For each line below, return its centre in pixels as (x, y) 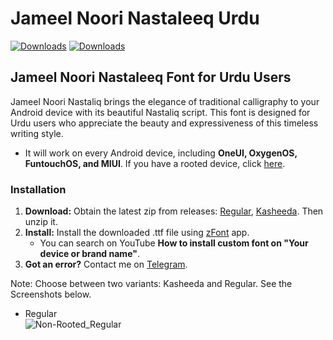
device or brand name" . (89, 254)
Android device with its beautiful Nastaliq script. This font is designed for (160, 112)
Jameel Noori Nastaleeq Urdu (135, 18)
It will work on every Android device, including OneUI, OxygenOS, (161, 153)
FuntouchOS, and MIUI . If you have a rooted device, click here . (155, 163)
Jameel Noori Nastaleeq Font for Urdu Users (151, 77)
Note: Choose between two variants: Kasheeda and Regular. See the (151, 284)
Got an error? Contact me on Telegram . (106, 264)
